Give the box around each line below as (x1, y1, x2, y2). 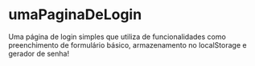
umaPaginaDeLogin (8, 6, 142, 24)
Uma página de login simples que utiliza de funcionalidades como (8, 32, 227, 41)
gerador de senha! (8, 49, 70, 58)
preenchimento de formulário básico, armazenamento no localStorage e (8, 40, 247, 49)
